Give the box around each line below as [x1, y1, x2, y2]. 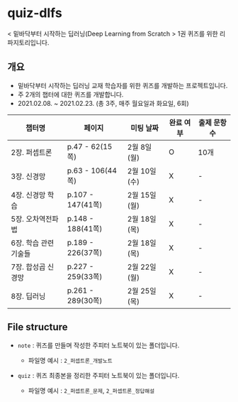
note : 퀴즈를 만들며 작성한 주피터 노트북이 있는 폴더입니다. [17, 341, 180, 349]
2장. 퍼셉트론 [11, 147, 52, 157]
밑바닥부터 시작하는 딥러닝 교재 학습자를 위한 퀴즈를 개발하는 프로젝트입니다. [17, 81, 228, 89]
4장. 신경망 [11, 190, 46, 200]
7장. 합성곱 [11, 261, 46, 271]
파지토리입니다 [7, 38, 48, 47]
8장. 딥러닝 [11, 291, 46, 301]
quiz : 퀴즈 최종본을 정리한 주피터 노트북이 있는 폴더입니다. [17, 371, 180, 379]
